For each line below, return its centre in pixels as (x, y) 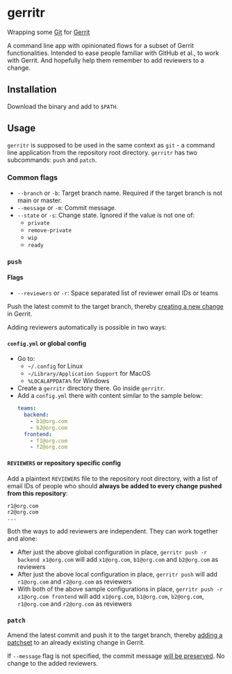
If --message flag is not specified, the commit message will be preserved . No (116, 656)
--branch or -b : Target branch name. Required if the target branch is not (120, 193)
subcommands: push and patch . (52, 160)
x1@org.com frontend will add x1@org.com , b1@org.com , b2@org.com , (111, 596)
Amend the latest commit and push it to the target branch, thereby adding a (115, 635)
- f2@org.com (49, 447)
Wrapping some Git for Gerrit (49, 32)
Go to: (26, 359)
